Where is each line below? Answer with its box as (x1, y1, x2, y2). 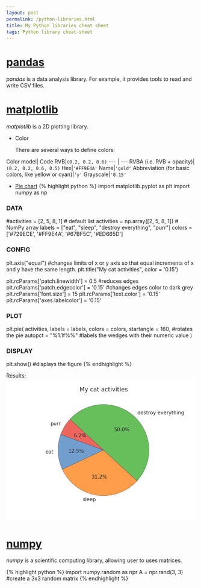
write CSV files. (6, 82, 45, 89)
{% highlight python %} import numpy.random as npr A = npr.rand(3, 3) (6, 569, 184, 576)
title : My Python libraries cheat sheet (6, 22, 110, 28)
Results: (6, 372, 26, 379)
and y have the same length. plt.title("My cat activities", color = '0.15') (6, 265, 179, 273)
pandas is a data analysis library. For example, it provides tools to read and (6, 75, 193, 83)
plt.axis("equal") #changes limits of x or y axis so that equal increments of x (6, 259, 194, 267)
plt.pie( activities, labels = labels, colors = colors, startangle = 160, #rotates (6, 326, 193, 333)
